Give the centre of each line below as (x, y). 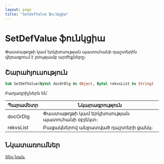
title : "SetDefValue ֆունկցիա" (37, 14)
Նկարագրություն (100, 105)
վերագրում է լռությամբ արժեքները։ (46, 57)
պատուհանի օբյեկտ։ (71, 119)
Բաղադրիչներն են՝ (26, 93)
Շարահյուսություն (36, 72)
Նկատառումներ (32, 145)
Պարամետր (23, 105)
